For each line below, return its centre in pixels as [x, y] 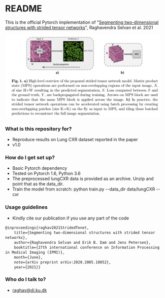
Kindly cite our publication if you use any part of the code [70, 218]
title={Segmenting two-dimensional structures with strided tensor [84, 232]
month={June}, [28, 257]
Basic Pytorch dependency [40, 168]
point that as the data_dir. [38, 184]
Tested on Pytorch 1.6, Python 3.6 [46, 174]
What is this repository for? [39, 129]
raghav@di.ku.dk [30, 290]
